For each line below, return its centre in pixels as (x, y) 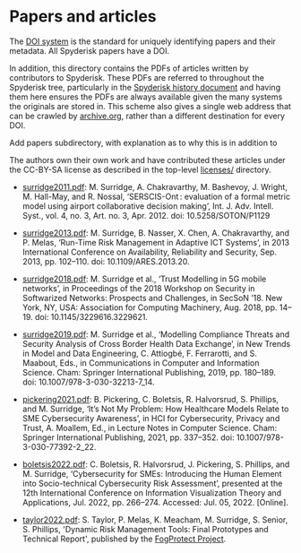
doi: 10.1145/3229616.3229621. (91, 316)
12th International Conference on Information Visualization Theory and (152, 493)
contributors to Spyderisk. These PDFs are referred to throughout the (137, 77)
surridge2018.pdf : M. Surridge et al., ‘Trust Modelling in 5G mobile (144, 279)
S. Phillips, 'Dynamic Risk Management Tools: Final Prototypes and (145, 529)
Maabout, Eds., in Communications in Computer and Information (141, 363)
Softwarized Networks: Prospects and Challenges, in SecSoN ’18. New (152, 298)
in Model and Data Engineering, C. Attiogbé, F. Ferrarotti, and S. (140, 353)
